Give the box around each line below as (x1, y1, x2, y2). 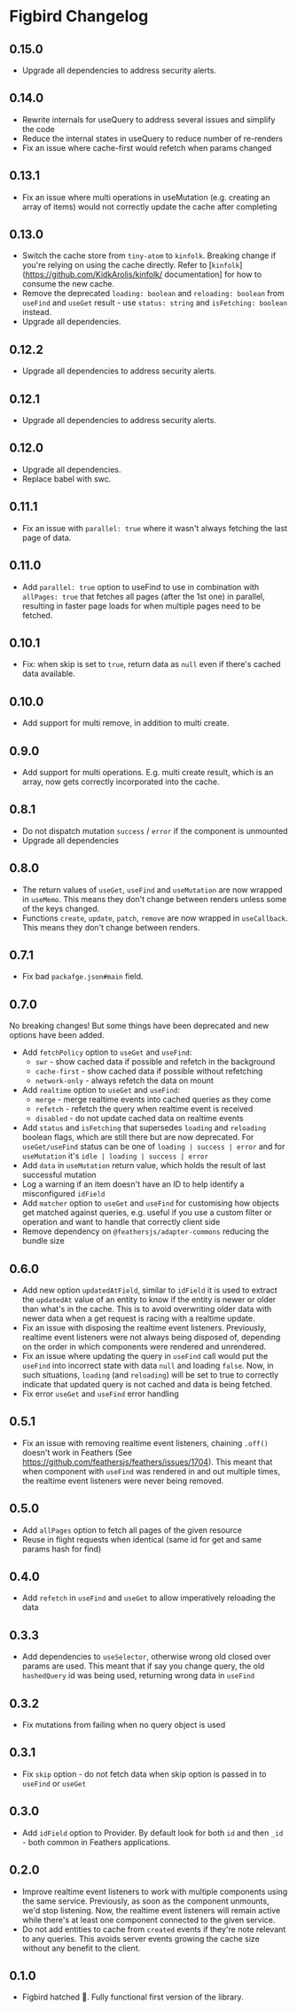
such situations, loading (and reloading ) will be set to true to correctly (21, 1370, 279, 1380)
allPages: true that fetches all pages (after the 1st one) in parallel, (21, 591, 266, 601)
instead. (21, 307, 52, 318)
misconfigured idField (21, 1189, 106, 1199)
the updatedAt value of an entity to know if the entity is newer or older (21, 1294, 277, 1305)
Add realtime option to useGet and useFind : (21, 1085, 180, 1096)
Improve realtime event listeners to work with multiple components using (21, 1886, 288, 1897)
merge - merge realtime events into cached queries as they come (35, 1094, 271, 1105)
